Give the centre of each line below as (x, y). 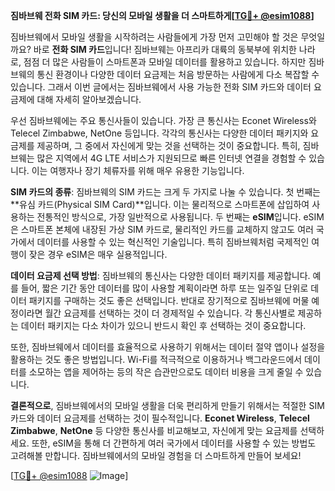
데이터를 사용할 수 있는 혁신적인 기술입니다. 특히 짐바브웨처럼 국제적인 (173, 242)
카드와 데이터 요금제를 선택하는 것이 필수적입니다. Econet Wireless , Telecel (160, 418)
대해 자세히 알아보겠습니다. (89, 99)
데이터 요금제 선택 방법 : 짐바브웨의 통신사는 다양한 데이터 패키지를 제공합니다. (160, 275)
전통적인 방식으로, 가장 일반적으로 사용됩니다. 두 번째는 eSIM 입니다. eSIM (180, 217)
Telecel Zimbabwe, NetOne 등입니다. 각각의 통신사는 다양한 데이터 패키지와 (159, 133)
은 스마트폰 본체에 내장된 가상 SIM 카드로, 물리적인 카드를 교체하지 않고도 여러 (162, 229)
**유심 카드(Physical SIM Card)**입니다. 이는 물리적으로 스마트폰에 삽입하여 (160, 204)
